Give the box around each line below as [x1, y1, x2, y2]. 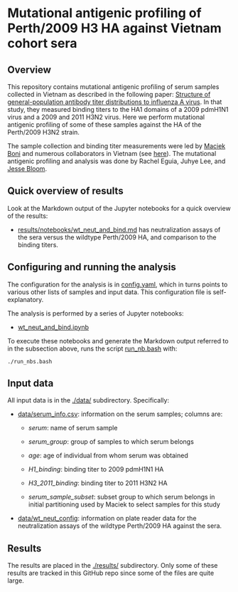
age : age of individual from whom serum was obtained [28, 451, 188, 460]
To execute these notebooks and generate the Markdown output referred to [7, 336, 229, 345]
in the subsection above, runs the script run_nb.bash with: [7, 344, 178, 353]
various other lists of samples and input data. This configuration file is [7, 287, 212, 296]
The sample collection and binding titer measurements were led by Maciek [7, 142, 226, 150]
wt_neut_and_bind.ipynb [17, 323, 90, 331]
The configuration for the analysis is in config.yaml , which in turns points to [7, 280, 228, 289]
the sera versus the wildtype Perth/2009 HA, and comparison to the [17, 233, 217, 242]
